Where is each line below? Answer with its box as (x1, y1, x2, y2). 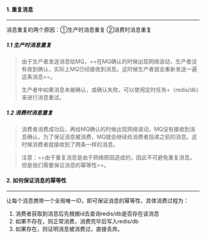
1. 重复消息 (6, 6, 34, 13)
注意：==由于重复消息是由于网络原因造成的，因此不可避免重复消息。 (21, 154, 196, 162)
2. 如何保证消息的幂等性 (6, 176, 67, 184)
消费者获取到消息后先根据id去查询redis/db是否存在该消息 (15, 210, 159, 217)
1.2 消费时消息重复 (6, 109, 53, 116)
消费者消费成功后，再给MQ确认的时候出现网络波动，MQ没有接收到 (21, 125, 190, 133)
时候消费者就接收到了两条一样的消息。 (21, 141, 118, 148)
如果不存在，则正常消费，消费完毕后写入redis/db (15, 218, 139, 225)
